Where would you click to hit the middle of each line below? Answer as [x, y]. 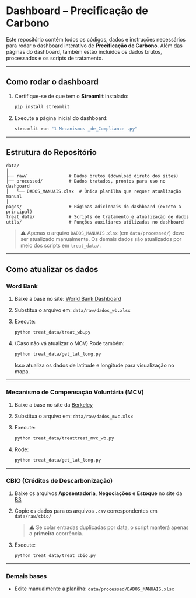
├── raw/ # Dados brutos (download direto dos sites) [92, 176]
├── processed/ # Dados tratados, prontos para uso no [86, 181]
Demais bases [27, 576]
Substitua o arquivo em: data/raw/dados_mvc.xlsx [74, 416]
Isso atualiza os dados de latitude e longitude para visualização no [94, 365]
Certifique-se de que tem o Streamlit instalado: [71, 96]
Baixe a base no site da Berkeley [54, 405]
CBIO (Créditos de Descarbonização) [59, 480]
